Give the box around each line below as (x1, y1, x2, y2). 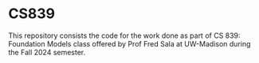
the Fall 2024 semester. (8, 47, 86, 57)
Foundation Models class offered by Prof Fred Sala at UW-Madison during (8, 39, 251, 48)
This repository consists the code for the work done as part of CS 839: (8, 31, 241, 40)
